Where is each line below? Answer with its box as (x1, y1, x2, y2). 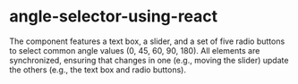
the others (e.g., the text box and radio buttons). (9, 64, 186, 75)
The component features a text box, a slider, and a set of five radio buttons (9, 36, 285, 46)
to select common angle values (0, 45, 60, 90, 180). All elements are (9, 45, 260, 55)
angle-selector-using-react (9, 6, 218, 27)
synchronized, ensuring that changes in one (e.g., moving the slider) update (9, 55, 289, 65)
